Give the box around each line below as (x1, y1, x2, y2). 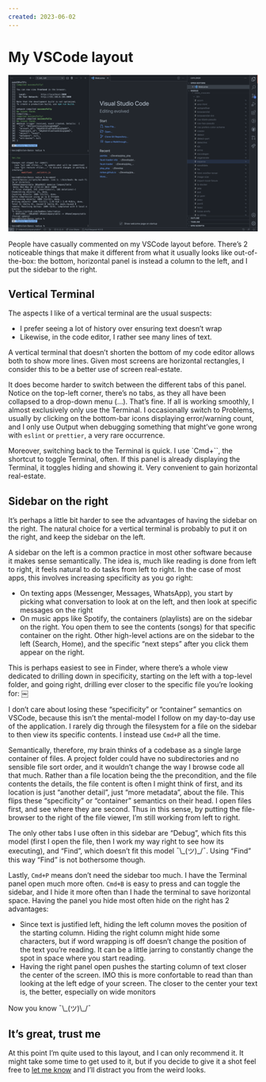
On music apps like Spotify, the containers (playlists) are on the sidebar (19, 614, 253, 624)
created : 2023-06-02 (8, 13, 77, 21)
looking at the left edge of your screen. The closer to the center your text (19, 979, 258, 988)
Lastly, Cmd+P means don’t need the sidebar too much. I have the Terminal (8, 871, 247, 880)
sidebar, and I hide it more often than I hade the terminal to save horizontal (8, 887, 251, 897)
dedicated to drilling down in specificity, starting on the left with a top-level (8, 671, 253, 681)
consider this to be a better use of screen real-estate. (8, 365, 183, 374)
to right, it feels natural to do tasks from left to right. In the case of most (8, 565, 241, 574)
